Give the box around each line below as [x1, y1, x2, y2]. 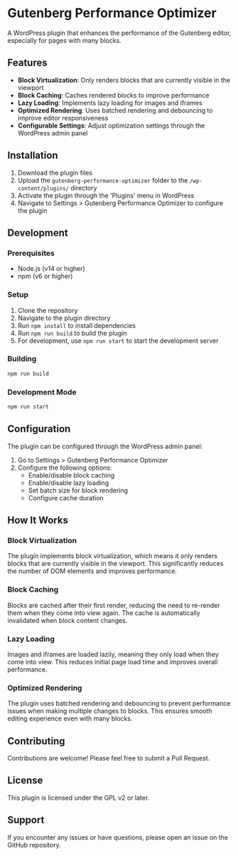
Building [7, 354, 37, 364]
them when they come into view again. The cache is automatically [7, 608, 200, 617]
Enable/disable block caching [28, 470, 115, 479]
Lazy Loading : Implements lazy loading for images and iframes [17, 98, 202, 107]
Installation [7, 150, 58, 162]
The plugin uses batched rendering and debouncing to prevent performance [7, 699, 231, 708]
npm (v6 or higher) [17, 272, 73, 281]
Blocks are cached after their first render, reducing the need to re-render [7, 601, 220, 609]
